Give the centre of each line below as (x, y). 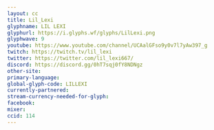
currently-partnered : (38, 90)
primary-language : (33, 77)
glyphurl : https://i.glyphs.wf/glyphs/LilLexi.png (81, 33)
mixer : (17, 109)
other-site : (24, 71)
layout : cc (23, 13)
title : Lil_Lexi (30, 20)
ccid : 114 (21, 116)
